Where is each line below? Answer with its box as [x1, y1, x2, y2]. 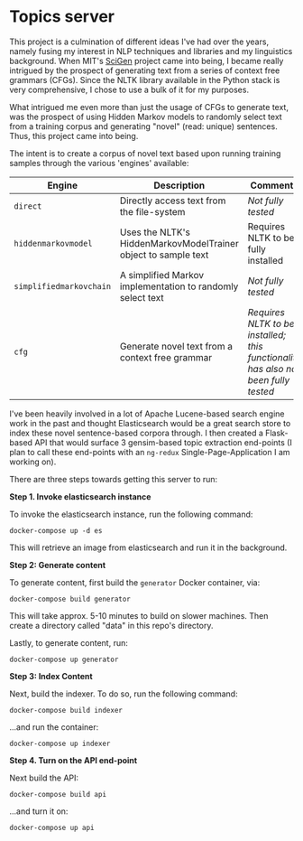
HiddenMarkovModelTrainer [119, 237, 239, 249]
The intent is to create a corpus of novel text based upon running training [9, 147, 281, 159]
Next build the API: [9, 772, 79, 783]
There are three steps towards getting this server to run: [9, 473, 218, 484]
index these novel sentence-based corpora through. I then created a [9, 427, 264, 438]
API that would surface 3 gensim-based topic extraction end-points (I [34, 436, 293, 448]
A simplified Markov [119, 268, 205, 281]
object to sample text [119, 248, 209, 261]
